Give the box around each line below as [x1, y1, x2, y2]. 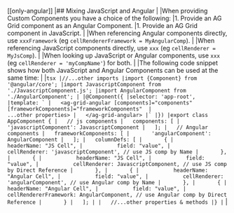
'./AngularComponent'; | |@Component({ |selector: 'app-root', [7, 93, 196, 100]
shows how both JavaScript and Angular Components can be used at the [7, 67, 219, 74]
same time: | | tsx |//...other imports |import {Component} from [7, 74, 198, 82]
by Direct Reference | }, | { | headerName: [7, 167, 209, 174]
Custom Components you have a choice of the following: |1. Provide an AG [7, 14, 222, 22]
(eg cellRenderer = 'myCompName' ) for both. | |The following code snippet [7, 59, 219, 67]
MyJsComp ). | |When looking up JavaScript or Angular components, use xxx [7, 51, 221, 60]
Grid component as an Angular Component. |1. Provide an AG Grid [7, 22, 198, 29]
